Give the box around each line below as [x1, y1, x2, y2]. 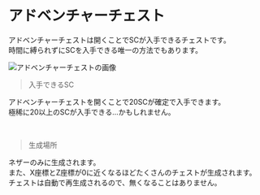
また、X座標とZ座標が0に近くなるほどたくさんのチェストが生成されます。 [8, 167, 257, 177]
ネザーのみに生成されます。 [8, 157, 101, 167]
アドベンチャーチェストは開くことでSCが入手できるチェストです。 [8, 35, 231, 45]
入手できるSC [28, 80, 75, 89]
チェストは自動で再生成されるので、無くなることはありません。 [8, 177, 222, 187]
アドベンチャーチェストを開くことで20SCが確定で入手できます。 [8, 97, 226, 106]
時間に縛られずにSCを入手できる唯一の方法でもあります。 [8, 45, 203, 54]
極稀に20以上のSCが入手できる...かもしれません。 [8, 106, 175, 117]
